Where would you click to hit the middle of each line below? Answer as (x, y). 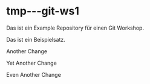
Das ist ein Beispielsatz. (36, 39)
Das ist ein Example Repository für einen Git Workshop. (75, 28)
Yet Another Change (32, 63)
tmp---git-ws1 (43, 11)
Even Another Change (34, 74)
